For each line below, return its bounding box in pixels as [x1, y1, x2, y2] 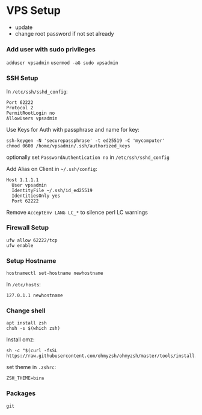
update [14, 24, 33, 31]
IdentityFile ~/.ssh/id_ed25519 [11, 187, 93, 193]
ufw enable [6, 242, 34, 248]
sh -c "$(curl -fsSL [6, 348, 58, 354]
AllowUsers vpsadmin [6, 115, 58, 121]
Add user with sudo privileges [6, 45, 96, 53]
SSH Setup [6, 74, 38, 82]
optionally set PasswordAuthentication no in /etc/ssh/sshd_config [6, 153, 170, 161]
